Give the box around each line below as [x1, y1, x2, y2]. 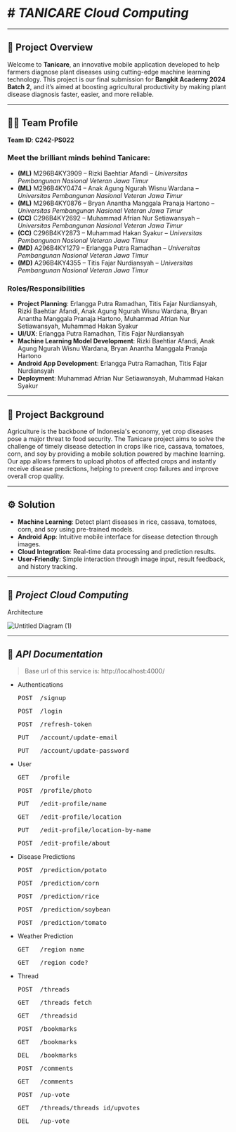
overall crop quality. [7, 472, 65, 480]
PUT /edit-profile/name [17, 800, 107, 808]
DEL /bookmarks [17, 1051, 77, 1060]
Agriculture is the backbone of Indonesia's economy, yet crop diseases [7, 427, 214, 435]
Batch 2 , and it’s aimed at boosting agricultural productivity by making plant [7, 82, 226, 91]
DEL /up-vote [17, 1117, 70, 1125]
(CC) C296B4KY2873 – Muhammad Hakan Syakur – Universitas [17, 228, 202, 237]
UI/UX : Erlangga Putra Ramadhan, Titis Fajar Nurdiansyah [17, 329, 185, 338]
